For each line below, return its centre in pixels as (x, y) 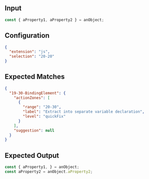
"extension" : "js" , (30, 52)
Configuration (27, 35)
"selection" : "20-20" (32, 57)
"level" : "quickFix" (44, 117)
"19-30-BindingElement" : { (38, 93)
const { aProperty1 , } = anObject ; (42, 167)
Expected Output (32, 155)
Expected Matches (35, 77)
